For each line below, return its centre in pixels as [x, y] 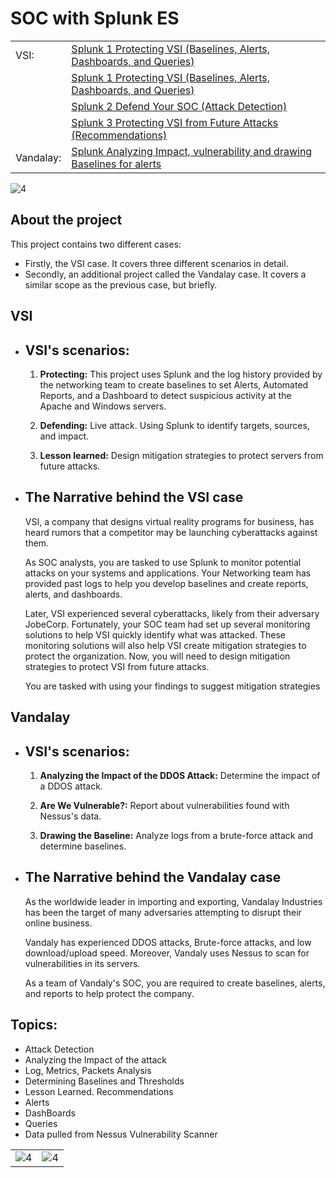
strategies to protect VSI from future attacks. [117, 666]
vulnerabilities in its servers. [82, 963]
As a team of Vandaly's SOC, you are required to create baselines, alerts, [175, 983]
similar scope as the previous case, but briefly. [121, 284]
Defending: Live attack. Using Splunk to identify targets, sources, [174, 425]
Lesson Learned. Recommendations [99, 1091]
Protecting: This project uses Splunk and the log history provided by [181, 374]
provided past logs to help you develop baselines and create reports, [166, 583]
